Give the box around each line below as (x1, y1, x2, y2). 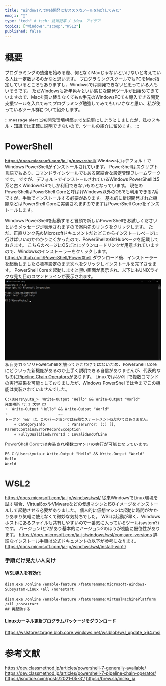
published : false (5, 29, 41, 34)
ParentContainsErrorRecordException (5, 427, 81, 432)
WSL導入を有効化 (5, 570, 41, 576)
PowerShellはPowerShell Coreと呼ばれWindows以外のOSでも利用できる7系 (5, 189, 159, 195)
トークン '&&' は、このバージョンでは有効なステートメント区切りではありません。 (5, 417, 151, 422)
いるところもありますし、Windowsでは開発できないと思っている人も (18, 82, 158, 88)
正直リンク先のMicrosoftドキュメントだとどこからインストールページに (13, 230, 159, 236)
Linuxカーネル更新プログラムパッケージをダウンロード (5, 618, 116, 624)
